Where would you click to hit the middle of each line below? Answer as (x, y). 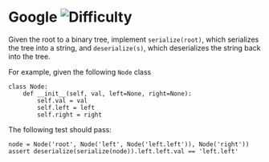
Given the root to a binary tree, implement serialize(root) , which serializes (134, 39)
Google (33, 17)
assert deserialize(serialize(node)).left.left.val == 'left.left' (124, 151)
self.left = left (66, 107)
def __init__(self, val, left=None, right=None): (108, 93)
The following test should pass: (60, 129)
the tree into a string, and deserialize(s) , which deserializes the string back (134, 47)
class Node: (28, 87)
